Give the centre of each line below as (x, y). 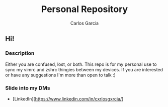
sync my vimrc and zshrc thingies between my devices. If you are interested (84, 69)
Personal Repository (85, 9)
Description (20, 53)
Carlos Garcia (85, 23)
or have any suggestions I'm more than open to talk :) (60, 75)
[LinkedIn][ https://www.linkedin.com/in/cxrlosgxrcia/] (68, 98)
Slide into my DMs (28, 88)
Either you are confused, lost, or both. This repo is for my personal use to (81, 64)
